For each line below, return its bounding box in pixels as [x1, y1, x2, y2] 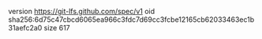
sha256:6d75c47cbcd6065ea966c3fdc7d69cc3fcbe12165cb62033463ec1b [8, 15, 255, 24]
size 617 [43, 23, 71, 32]
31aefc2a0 [8, 23, 43, 32]
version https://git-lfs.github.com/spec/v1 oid [8, 7, 155, 16]
